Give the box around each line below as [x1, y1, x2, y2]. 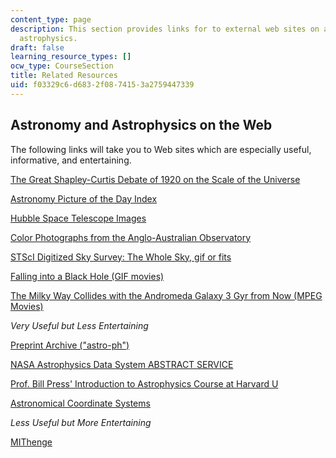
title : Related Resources [10, 71, 118, 81]
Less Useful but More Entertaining [10, 416, 152, 428]
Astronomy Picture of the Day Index [10, 192, 158, 205]
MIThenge [10, 436, 53, 448]
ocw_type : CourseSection [10, 61, 114, 71]
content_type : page [10, 14, 92, 25]
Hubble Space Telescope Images [10, 212, 147, 224]
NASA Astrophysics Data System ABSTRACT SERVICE [10, 358, 234, 370]
